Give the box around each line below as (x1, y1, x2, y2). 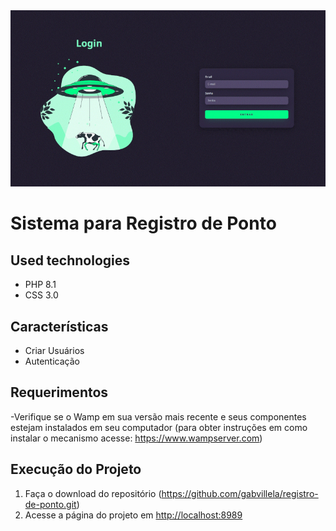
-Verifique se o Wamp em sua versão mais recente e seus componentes (10, 410, 307, 423)
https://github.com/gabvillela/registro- (161, 487, 319, 499)
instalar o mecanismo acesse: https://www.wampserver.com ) (10, 432, 263, 444)
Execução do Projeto (10, 461, 142, 478)
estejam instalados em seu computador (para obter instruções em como (10, 421, 308, 433)
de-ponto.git (24, 498, 77, 510)
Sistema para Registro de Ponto (10, 212, 277, 235)
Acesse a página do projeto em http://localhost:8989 (24, 509, 243, 521)
